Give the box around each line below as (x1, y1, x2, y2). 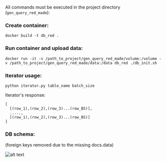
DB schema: (5, 131, 35, 138)
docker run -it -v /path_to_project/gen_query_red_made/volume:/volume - (5, 56, 162, 61)
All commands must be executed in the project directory (5, 4, 121, 10)
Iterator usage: (5, 72, 42, 79)
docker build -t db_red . (5, 33, 59, 38)
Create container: (5, 22, 49, 29)
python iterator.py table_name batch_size (5, 83, 95, 88)
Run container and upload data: (5, 45, 83, 52)
